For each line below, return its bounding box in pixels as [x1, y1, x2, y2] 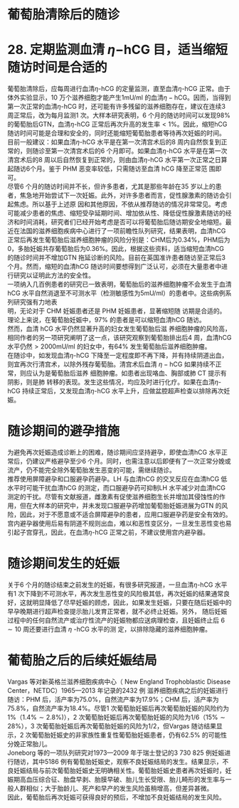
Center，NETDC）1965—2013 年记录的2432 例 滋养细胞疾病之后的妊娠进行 [7, 686, 229, 694]
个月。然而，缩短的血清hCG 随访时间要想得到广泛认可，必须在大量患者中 [7, 262, 222, 271]
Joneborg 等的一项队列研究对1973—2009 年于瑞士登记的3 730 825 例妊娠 [7, 748, 225, 757]
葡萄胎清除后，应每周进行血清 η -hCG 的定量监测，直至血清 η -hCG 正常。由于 [7, 85, 231, 93]
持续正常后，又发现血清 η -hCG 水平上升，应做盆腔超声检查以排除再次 [21, 387, 224, 395]
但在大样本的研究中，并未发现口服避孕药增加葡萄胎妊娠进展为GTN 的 [19, 501, 222, 510]
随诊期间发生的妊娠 [7, 555, 120, 572]
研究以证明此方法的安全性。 [13, 271, 95, 280]
